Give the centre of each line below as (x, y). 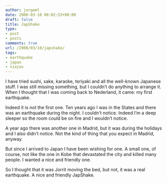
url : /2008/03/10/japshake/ (35, 48)
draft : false (19, 19)
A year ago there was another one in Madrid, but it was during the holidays (83, 128)
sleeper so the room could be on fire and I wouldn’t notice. (67, 118)
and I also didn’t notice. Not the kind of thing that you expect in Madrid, (80, 134)
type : (11, 29)
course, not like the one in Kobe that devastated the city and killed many (81, 154)
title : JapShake (22, 24)
